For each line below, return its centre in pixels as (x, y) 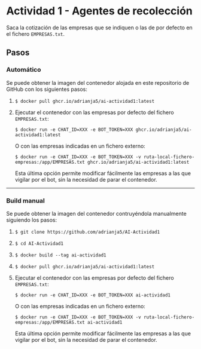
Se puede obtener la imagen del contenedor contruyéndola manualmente (96, 213)
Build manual (25, 200)
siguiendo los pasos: (32, 220)
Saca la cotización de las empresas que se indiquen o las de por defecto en (99, 27)
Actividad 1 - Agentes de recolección (100, 11)
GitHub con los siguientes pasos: (47, 89)
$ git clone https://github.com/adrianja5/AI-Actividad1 (87, 232)
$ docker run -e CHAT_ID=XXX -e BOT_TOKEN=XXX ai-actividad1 (93, 295)
